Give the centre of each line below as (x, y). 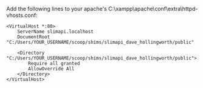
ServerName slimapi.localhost (56, 32)
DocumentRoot (34, 37)
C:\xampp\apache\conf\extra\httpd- (153, 9)
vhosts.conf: (22, 15)
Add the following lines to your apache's (57, 9)
